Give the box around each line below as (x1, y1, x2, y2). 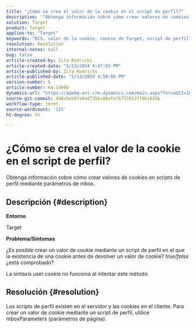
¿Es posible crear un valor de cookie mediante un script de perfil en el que (6, 247, 185, 253)
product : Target (6, 25, 45, 31)
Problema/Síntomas (6, 235, 55, 242)
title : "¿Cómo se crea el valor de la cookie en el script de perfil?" (6, 8, 184, 15)
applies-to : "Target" (6, 30, 59, 36)
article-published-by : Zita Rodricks (6, 68, 98, 74)
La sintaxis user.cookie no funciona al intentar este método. (6, 270, 149, 277)
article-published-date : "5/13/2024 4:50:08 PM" (6, 74, 127, 80)
